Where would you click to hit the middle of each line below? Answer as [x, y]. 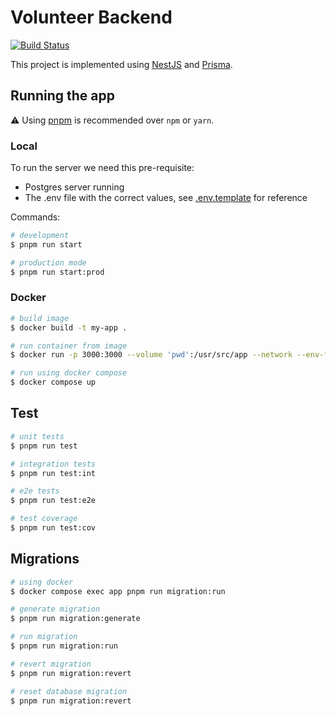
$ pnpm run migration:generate [75, 619]
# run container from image [69, 346]
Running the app [62, 96]
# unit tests [37, 436]
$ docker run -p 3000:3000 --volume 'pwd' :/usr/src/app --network [151, 355]
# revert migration [51, 664]
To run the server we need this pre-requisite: [102, 168]
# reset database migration [69, 691]
